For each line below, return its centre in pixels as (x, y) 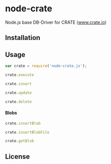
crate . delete (18, 102)
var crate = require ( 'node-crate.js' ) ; (46, 66)
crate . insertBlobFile (27, 132)
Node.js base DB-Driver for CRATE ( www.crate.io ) (56, 22)
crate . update (18, 93)
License (18, 156)
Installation (23, 38)
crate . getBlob (20, 141)
